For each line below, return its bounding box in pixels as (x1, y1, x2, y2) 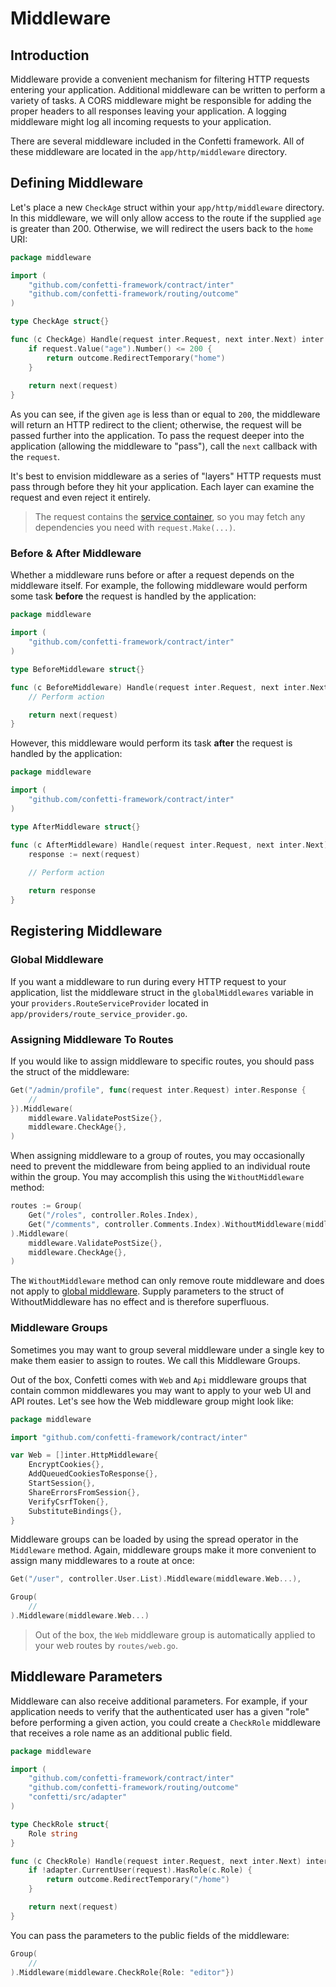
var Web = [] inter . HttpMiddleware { (10, 1450, 159, 1461)
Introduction (10, 47, 90, 64)
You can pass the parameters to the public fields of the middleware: (10, 1929, 290, 1941)
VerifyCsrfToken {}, (28, 1497, 110, 1507)
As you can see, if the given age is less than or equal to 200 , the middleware (10, 408, 321, 421)
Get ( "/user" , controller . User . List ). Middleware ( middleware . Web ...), (10, 1574, 302, 1584)
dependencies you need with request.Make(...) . (34, 522, 237, 534)
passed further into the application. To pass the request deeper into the (10, 430, 305, 442)
